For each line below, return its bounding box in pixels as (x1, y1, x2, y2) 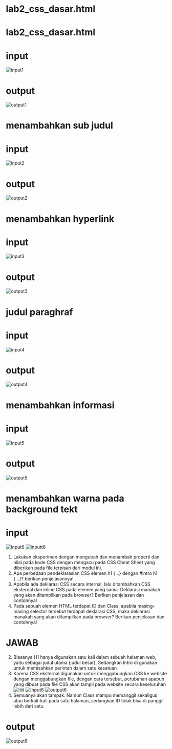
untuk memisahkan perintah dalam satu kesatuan (13, 664, 117, 671)
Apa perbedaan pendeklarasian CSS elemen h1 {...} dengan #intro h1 (13, 570, 158, 576)
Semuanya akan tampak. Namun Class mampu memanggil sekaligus (13, 692, 158, 698)
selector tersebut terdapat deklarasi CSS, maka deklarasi (30, 608, 150, 614)
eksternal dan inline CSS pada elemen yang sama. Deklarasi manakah (13, 586, 161, 592)
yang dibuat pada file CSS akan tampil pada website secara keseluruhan (13, 681, 166, 687)
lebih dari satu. (13, 703, 45, 709)
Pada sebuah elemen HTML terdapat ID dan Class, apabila (13, 602, 137, 609)
